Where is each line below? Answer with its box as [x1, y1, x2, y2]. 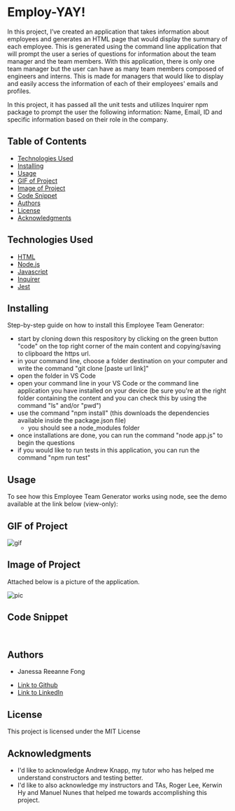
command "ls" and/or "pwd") [17, 402, 101, 410]
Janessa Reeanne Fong [17, 668, 85, 676]
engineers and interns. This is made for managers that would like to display [7, 71, 224, 80]
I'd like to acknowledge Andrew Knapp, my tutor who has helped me [17, 766, 215, 775]
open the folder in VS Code [17, 372, 97, 380]
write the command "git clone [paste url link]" [17, 365, 149, 373]
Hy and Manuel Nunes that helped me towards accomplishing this [17, 789, 208, 797]
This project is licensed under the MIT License [7, 727, 141, 735]
